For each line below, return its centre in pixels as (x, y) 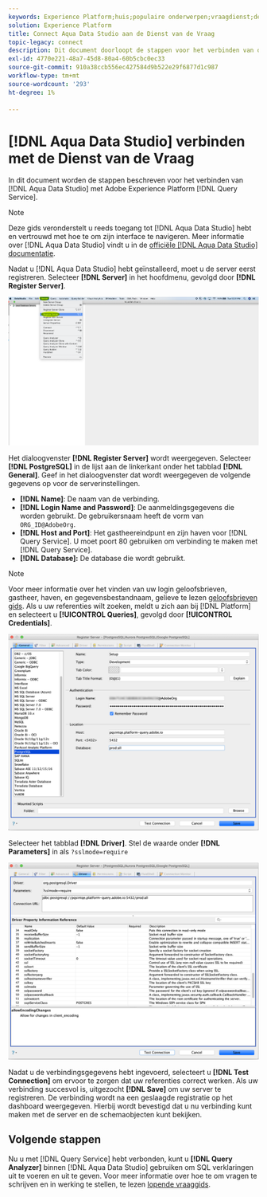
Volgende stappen (55, 1140)
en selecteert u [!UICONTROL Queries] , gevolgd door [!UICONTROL (120, 614)
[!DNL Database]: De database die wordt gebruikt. (103, 559)
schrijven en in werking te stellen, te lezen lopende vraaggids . (109, 1184)
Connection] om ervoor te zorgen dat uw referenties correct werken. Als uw (133, 1081)
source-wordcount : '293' (49, 84)
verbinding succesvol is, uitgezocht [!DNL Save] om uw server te (115, 1089)
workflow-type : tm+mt (44, 76)
